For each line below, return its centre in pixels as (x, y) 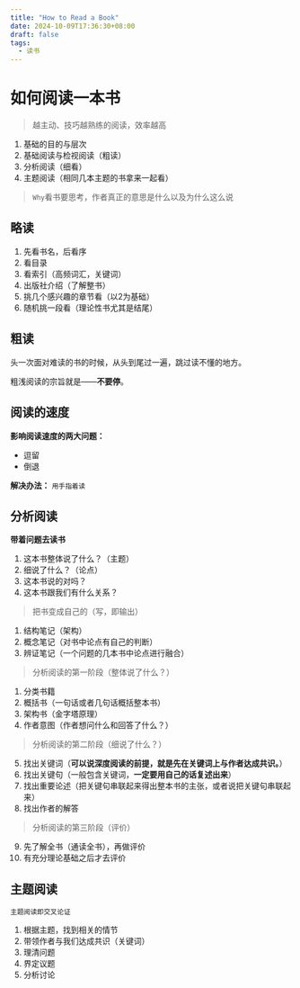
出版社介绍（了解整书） (66, 285)
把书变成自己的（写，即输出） (87, 612)
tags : (20, 43)
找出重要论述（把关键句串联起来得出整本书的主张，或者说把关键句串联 (153, 786)
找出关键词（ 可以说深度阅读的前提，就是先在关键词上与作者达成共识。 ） (155, 763)
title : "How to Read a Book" (65, 18)
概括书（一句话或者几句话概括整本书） (94, 703)
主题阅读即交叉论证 (40, 912)
